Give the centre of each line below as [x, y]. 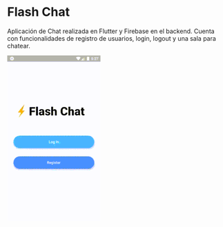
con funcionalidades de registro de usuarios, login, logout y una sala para [111, 38]
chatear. [19, 46]
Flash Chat [39, 12]
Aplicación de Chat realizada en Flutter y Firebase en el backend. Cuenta [111, 31]
